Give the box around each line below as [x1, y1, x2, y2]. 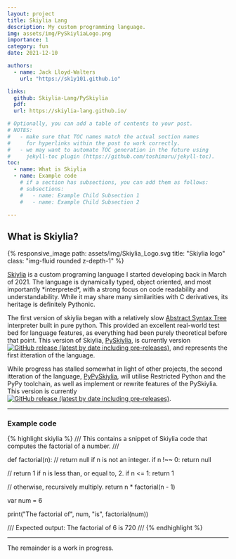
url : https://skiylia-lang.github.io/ [13, 107, 128, 114]
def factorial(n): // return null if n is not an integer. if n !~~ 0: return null [7, 456, 212, 464]
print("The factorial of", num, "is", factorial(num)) [7, 510, 149, 518]
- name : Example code [13, 173, 77, 180]
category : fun [7, 43, 49, 50]
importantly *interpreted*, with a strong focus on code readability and [7, 285, 209, 294]
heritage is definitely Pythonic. [7, 300, 96, 309]
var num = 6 [7, 496, 43, 505]
